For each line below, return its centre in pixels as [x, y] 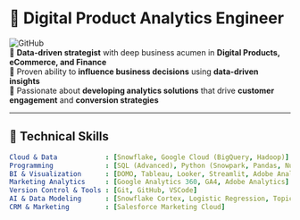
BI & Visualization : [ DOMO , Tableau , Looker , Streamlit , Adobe [142, 173]
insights [25, 80]
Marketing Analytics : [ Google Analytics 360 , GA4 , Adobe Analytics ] [150, 182]
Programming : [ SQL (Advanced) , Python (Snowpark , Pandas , [145, 165]
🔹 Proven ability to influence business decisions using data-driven [134, 72]
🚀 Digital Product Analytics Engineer [146, 18]
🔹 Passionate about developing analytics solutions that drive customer [142, 90]
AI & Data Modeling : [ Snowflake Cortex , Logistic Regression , [139, 199]
